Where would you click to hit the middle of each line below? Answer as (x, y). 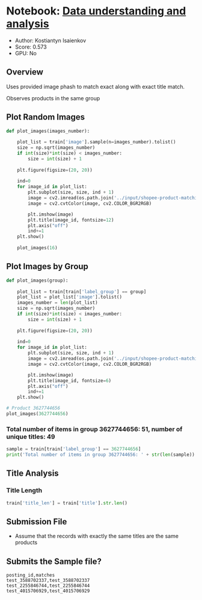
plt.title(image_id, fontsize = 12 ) (71, 220)
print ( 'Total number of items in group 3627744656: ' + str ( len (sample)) (101, 455)
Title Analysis (32, 474)
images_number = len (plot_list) (57, 303)
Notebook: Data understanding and (96, 11)
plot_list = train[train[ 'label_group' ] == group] (82, 292)
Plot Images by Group (47, 266)
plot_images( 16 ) (38, 248)
